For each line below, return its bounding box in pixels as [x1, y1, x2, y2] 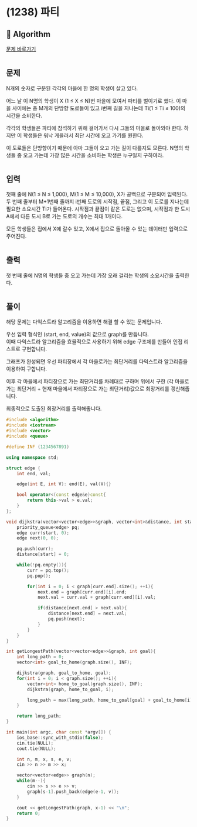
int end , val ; [16, 471, 51, 476]
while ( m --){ [16, 778, 46, 784]
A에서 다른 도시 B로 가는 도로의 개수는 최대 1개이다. [6, 213, 123, 220]
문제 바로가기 [6, 45, 36, 52]
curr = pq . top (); [27, 567, 69, 573]
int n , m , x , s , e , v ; [16, 756, 72, 762]
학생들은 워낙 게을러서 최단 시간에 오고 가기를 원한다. [23, 132, 144, 139]
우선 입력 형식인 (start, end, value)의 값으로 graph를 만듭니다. [6, 331, 149, 338]
